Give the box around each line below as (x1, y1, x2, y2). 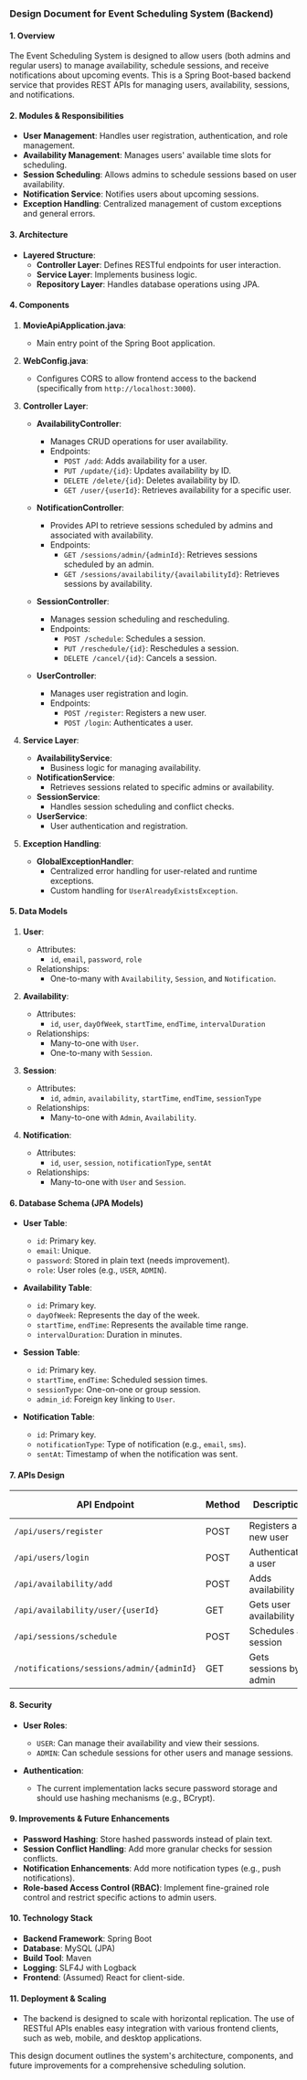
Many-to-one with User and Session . (49, 1176, 186, 1187)
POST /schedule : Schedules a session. (63, 633, 206, 644)
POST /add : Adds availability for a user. (63, 455, 207, 466)
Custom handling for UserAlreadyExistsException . (49, 885, 238, 896)
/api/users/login (14, 1552, 90, 1563)
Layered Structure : (22, 250, 96, 261)
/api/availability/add (14, 1579, 112, 1589)
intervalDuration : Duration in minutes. (36, 1329, 183, 1340)
